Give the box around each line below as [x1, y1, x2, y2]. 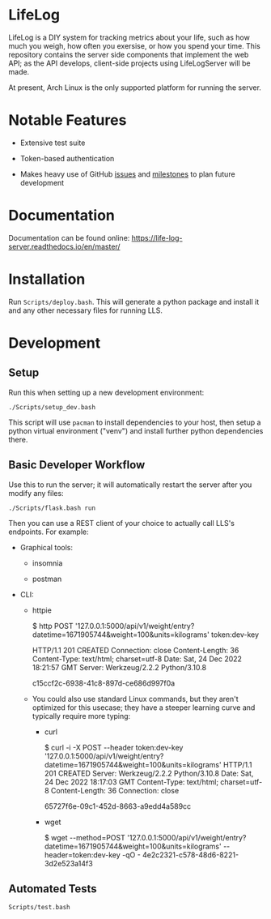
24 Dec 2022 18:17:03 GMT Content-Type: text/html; [44, 776, 219, 787]
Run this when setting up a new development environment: [8, 387, 205, 397]
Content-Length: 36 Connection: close [50, 785, 180, 795]
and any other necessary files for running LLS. [8, 306, 163, 315]
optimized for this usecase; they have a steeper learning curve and [32, 703, 256, 712]
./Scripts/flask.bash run [8, 504, 95, 512]
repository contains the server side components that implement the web [8, 49, 249, 59]
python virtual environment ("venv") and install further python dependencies [8, 425, 264, 435]
